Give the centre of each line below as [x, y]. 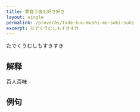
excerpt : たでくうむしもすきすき [43, 28]
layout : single [25, 17]
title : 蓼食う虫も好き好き [36, 12]
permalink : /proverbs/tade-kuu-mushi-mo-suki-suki [70, 23]
